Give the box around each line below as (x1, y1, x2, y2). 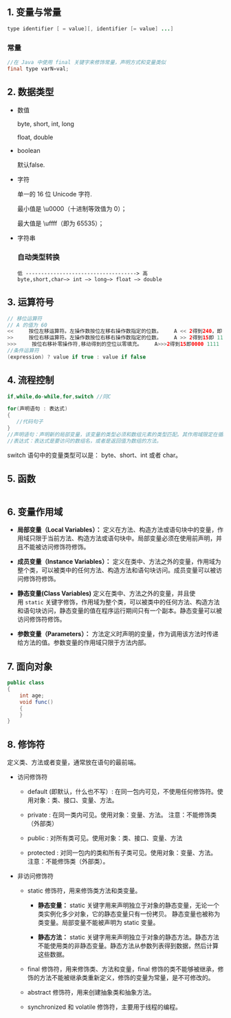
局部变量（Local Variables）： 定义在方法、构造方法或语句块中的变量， (16, 526, 218, 534)
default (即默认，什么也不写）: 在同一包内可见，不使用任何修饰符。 (27, 788, 218, 796)
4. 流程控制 (7, 374, 54, 386)
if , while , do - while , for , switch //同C (7, 393, 111, 400)
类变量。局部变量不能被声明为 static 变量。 (37, 919, 159, 927)
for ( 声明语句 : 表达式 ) (7, 405, 68, 412)
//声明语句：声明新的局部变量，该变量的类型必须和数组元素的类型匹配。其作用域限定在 (7, 431, 218, 438)
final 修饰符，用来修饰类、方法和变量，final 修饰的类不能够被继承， (27, 965, 218, 973)
